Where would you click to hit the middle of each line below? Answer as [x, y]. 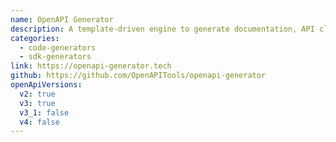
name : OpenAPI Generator [62, 19]
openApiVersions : [46, 85]
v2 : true [37, 94]
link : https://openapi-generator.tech [91, 66]
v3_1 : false [44, 112]
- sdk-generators [55, 57]
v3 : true [37, 103]
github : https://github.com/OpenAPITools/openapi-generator [138, 76]
